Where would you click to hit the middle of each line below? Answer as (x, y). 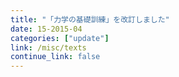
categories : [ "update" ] (60, 38)
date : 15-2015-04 (46, 29)
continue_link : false (55, 57)
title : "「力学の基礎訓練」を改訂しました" (90, 19)
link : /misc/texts (48, 47)
